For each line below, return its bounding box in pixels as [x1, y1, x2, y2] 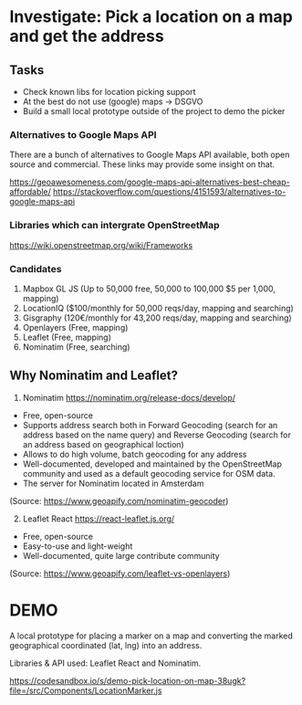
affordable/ [9, 186, 52, 197]
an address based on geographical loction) [22, 438, 184, 449]
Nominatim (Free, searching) [22, 341, 130, 352]
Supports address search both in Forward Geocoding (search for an [22, 419, 278, 430]
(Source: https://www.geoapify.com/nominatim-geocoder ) [9, 495, 229, 506]
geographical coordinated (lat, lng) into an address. [9, 639, 203, 650]
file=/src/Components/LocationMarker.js [9, 685, 162, 696]
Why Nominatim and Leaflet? [9, 368, 178, 384]
